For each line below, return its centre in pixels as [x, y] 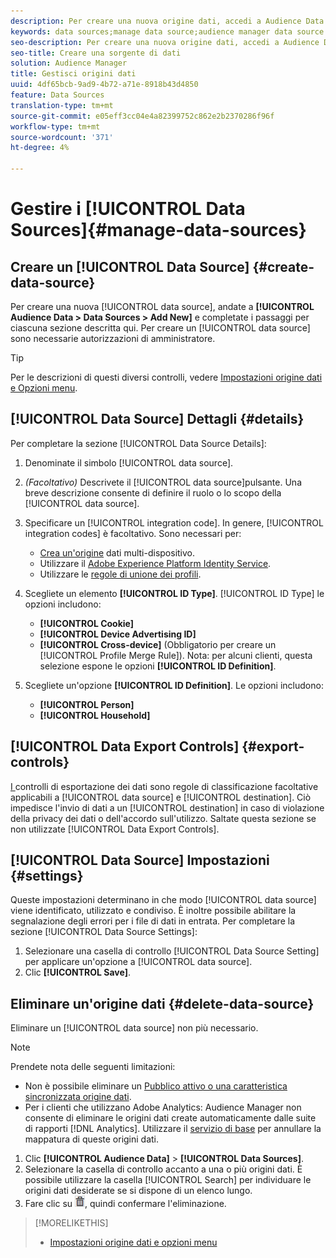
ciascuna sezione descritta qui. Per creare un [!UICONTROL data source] [160, 328]
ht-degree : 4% [40, 148]
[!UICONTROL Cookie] [87, 623]
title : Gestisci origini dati [73, 74]
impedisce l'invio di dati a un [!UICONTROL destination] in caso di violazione [167, 807]
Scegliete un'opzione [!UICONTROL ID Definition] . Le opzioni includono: [174, 685]
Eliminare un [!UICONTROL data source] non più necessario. [134, 1028]
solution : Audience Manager [69, 63]
